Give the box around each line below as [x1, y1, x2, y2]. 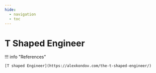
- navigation [9, 12, 36, 17]
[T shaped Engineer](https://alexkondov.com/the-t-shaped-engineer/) [4, 64, 152, 69]
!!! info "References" [4, 54, 46, 60]
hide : [4, 7, 16, 12]
